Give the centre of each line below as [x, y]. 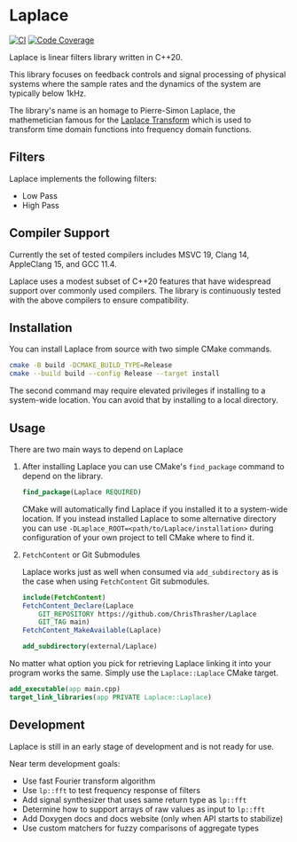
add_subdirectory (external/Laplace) [90, 647]
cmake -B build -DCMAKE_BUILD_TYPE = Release [91, 366]
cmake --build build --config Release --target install [114, 374]
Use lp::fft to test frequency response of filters [111, 790]
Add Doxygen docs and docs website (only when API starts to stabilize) [152, 818]
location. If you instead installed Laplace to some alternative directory [149, 518]
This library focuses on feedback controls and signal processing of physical [148, 74]
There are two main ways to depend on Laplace [96, 449]
